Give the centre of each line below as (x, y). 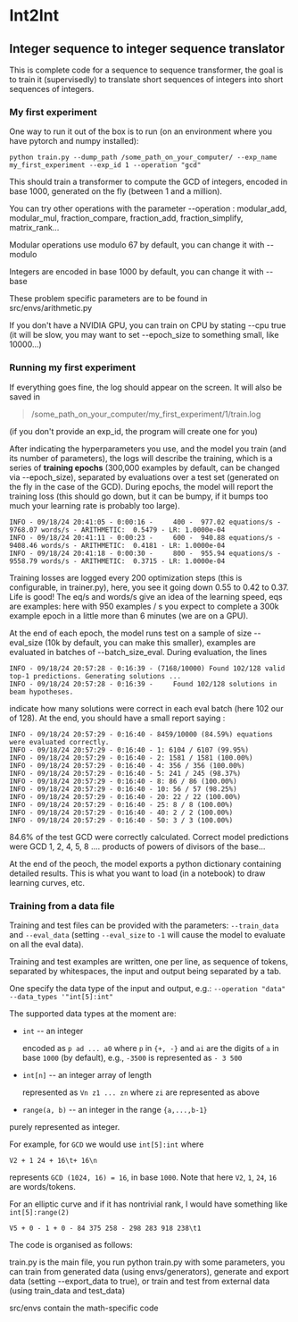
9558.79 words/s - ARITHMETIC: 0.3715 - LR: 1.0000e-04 (117, 561)
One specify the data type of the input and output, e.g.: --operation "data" (148, 988)
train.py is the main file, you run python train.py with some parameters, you (147, 1262)
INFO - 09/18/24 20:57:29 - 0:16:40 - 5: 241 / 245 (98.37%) (125, 773)
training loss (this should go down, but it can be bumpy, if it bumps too (139, 496)
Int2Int (34, 16)
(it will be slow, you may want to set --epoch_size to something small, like (144, 335)
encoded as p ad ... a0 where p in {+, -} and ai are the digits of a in (150, 1048)
